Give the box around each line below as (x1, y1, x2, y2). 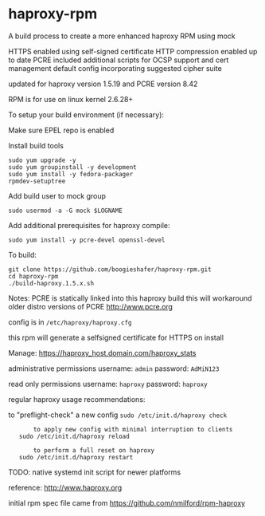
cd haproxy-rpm (8, 272, 59, 280)
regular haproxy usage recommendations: (8, 394, 146, 404)
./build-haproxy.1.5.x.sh (8, 279, 94, 287)
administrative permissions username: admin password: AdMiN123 (8, 364, 220, 373)
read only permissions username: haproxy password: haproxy (8, 379, 208, 388)
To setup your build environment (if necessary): (8, 109, 165, 120)
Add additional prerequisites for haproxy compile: (8, 220, 170, 230)
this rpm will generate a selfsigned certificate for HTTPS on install (8, 333, 224, 342)
